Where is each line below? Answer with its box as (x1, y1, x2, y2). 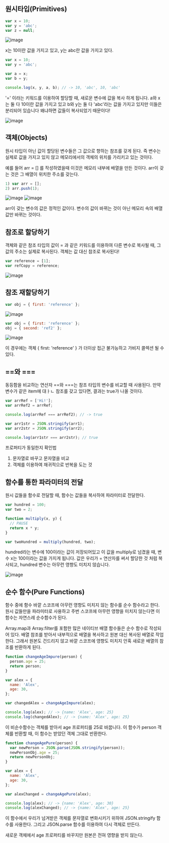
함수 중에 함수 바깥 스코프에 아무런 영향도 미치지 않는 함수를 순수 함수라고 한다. (5, 602, 160, 608)
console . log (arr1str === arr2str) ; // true (5, 435, 98, 440)
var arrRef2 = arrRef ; (5, 403, 53, 408)
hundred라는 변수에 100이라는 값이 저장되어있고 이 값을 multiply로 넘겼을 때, (5, 549, 157, 555)
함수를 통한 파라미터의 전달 (5, 478, 83, 486)
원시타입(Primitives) (5, 5, 67, 14)
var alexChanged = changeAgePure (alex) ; (5, 792, 92, 797)
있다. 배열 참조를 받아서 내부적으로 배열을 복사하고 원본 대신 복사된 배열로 (10, 632, 155, 638)
